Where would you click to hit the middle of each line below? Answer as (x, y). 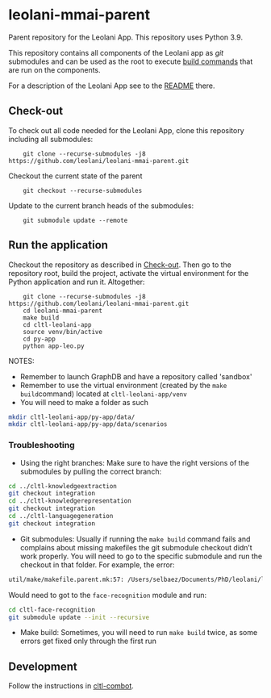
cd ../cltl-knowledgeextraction (63, 486)
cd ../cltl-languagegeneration (61, 516)
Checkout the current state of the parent (75, 176)
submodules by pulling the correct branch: (91, 471)
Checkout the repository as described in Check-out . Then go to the (120, 265)
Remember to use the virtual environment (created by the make (123, 385)
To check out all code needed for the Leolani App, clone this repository (126, 130)
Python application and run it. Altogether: (77, 282)
